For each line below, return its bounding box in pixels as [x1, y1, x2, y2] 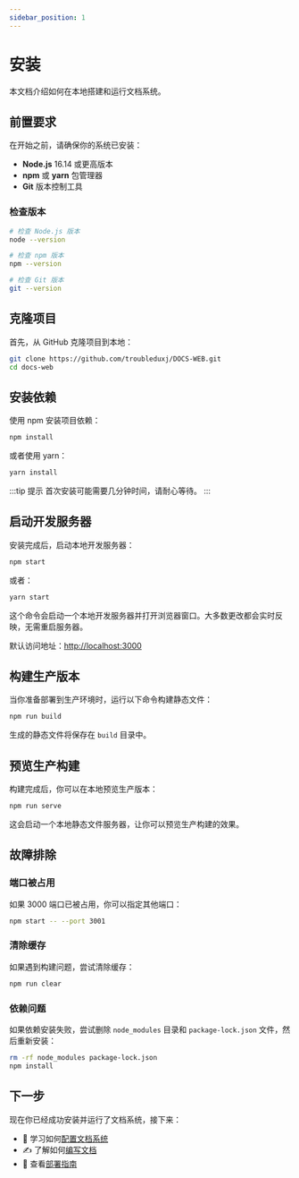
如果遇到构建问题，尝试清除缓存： [9, 961, 135, 972]
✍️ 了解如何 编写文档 [21, 1144, 97, 1155]
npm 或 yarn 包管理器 [21, 170, 103, 181]
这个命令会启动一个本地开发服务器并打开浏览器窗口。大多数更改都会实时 [9, 610, 275, 620]
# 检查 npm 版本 [9, 252, 64, 260]
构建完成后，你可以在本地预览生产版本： [9, 784, 158, 795]
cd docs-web [9, 363, 54, 371]
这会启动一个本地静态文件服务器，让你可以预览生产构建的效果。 [9, 818, 244, 829]
